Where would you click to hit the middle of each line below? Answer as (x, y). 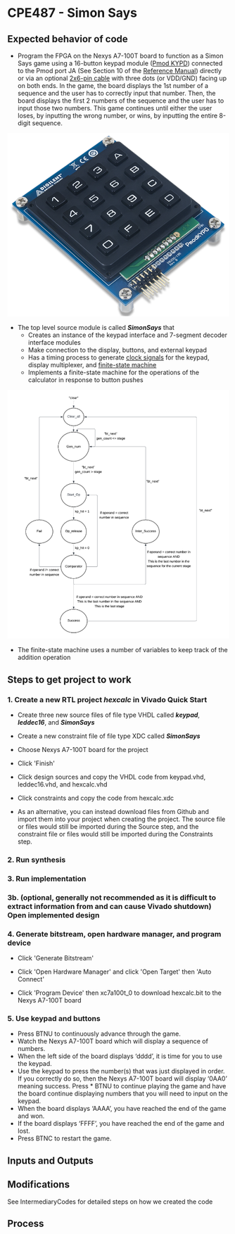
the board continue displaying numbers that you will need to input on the (123, 1094)
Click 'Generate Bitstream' (55, 958)
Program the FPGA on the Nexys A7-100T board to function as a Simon (120, 56)
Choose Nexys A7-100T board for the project (83, 750)
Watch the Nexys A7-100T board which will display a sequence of (113, 1041)
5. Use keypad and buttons (54, 1018)
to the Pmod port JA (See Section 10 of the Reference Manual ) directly (119, 71)
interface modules (54, 342)
